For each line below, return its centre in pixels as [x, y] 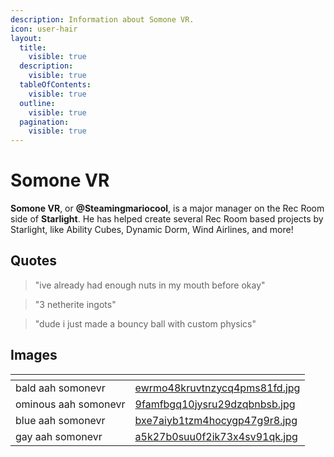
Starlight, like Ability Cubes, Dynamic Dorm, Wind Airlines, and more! [152, 230]
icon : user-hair [44, 29]
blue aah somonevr [60, 420]
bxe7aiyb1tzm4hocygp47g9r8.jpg [216, 420]
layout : [26, 38]
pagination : [44, 122]
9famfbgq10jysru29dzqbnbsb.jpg [215, 404]
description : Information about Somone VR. [102, 19]
